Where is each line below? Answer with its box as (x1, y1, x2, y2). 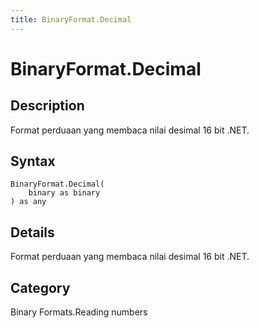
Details (10, 224, 55, 241)
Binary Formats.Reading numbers (10, 306, 148, 318)
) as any (10, 197, 47, 207)
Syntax (10, 153, 56, 170)
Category (10, 279, 71, 296)
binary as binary (28, 188, 101, 198)
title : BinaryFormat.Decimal (10, 14, 132, 25)
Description (10, 97, 85, 115)
